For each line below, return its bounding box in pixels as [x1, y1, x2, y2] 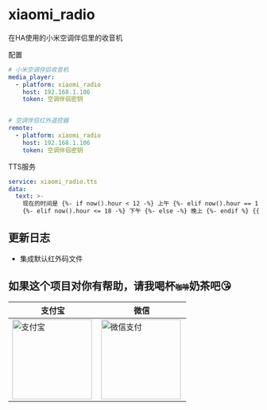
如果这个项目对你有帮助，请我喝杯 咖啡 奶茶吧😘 [8, 279, 232, 293]
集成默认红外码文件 [19, 253, 83, 264]
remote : [8, 124, 34, 132]
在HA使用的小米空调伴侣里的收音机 [8, 33, 123, 42]
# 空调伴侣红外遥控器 [8, 117, 69, 125]
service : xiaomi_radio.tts [8, 178, 98, 185]
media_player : [8, 73, 56, 81]
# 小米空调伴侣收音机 [8, 65, 69, 73]
